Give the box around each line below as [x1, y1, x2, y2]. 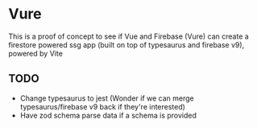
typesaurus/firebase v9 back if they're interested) [19, 101, 185, 111]
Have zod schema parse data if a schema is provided [19, 110, 197, 120]
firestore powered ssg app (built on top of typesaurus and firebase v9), [8, 39, 245, 49]
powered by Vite [8, 48, 63, 58]
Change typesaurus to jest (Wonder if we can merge [19, 93, 195, 103]
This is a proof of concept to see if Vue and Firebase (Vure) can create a [8, 31, 250, 41]
